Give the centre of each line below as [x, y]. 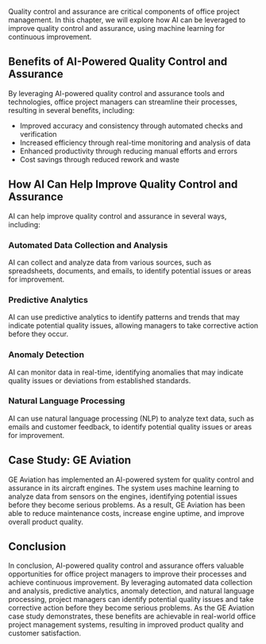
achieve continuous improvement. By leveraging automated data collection [130, 583]
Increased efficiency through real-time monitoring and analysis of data [135, 142]
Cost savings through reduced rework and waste [100, 159]
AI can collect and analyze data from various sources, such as [110, 262]
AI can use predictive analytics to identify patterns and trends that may [124, 317]
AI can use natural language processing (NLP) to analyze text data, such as [131, 418]
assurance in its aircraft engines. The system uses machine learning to [124, 487]
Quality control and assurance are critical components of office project [124, 12]
